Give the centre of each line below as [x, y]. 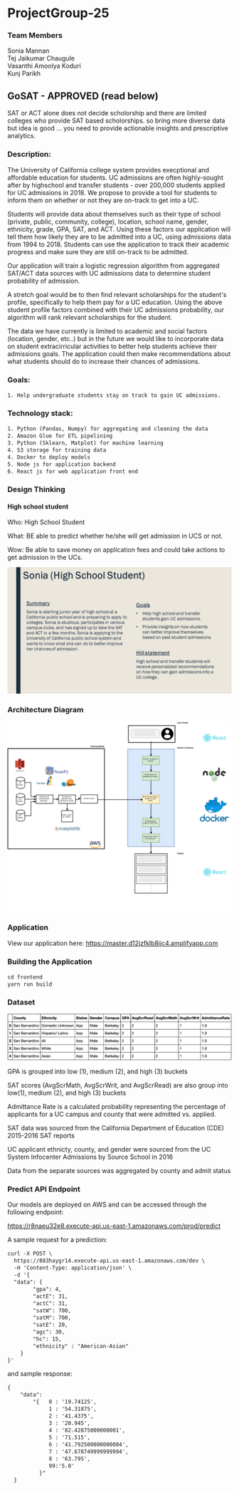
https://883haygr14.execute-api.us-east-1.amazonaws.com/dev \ [109, 1261]
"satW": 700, [52, 1311]
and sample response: [40, 1373]
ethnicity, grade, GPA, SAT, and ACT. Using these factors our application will [119, 229]
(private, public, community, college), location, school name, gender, [108, 222]
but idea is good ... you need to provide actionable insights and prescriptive [118, 128]
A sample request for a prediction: [57, 1239]
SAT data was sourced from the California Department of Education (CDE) [116, 1127]
